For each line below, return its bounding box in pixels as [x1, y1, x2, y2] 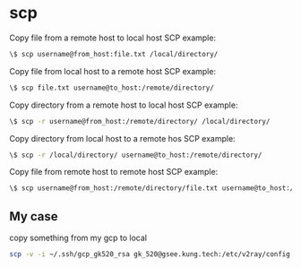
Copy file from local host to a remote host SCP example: [9, 65, 217, 76]
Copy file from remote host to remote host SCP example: [9, 167, 219, 177]
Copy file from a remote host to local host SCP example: [9, 32, 217, 43]
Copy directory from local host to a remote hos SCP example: [9, 133, 236, 143]
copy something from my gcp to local [9, 232, 148, 244]
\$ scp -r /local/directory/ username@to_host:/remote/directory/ [9, 151, 262, 160]
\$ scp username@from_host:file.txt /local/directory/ [9, 49, 219, 58]
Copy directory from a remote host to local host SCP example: [9, 99, 238, 110]
